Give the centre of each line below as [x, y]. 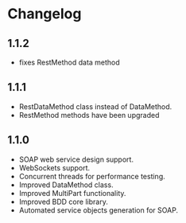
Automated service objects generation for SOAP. [99, 210]
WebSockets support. [54, 167]
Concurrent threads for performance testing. [92, 176]
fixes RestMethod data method [69, 62]
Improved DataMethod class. [66, 185]
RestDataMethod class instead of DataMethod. [95, 106]
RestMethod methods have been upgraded [89, 115]
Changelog [45, 14]
